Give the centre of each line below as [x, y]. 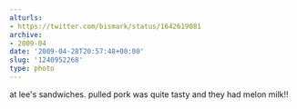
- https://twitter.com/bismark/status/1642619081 [106, 26]
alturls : [26, 18]
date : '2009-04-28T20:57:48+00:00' [77, 52]
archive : [26, 35]
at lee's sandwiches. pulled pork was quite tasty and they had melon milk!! [149, 94]
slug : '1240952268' [46, 60]
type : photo [32, 69]
